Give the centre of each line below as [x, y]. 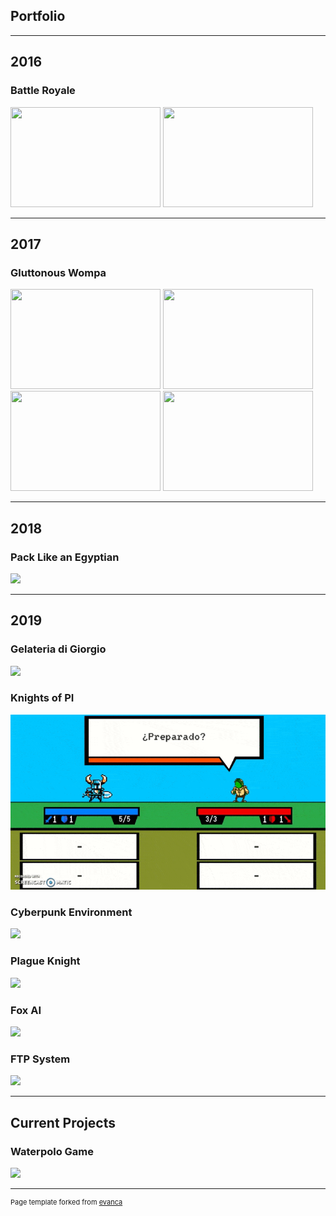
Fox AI [26, 1010]
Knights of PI [42, 698]
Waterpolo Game [52, 1151]
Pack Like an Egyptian [65, 557]
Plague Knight [45, 961]
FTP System [40, 1059]
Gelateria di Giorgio [58, 649]
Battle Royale [43, 91]
